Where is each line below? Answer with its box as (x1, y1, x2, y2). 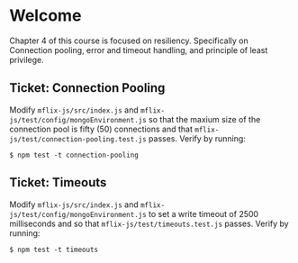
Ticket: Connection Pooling (9, 80, 166, 95)
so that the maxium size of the (148, 113, 261, 124)
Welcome (9, 5, 82, 26)
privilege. (9, 54, 44, 65)
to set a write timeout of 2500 (148, 208, 259, 219)
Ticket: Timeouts (9, 175, 107, 190)
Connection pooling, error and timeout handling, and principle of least (9, 44, 268, 55)
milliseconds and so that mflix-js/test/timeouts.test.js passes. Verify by (9, 218, 290, 229)
